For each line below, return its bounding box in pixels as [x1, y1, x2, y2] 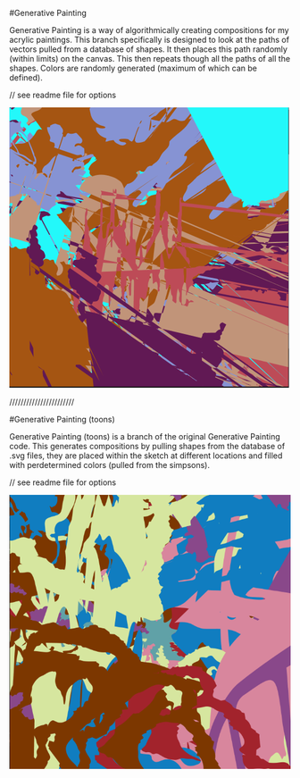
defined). [9, 72, 43, 83]
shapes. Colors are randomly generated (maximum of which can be [9, 63, 257, 73]
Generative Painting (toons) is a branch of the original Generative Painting [9, 431, 281, 441]
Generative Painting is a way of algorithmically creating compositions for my [9, 25, 289, 35]
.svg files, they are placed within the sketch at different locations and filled [9, 450, 283, 461]
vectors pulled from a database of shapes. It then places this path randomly [9, 44, 288, 54]
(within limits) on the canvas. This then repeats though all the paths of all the [9, 54, 291, 63]
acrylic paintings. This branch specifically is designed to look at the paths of [9, 35, 290, 45]
